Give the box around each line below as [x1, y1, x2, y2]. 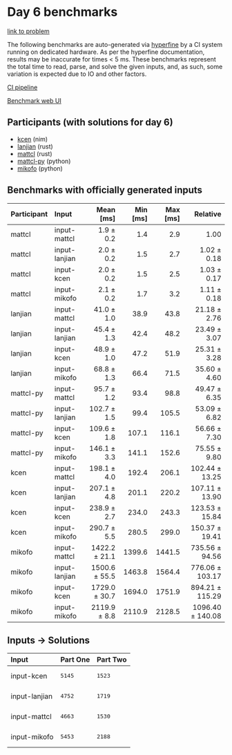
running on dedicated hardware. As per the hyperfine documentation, [7, 48, 205, 56]
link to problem [7, 27, 50, 35]
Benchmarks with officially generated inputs [7, 184, 202, 196]
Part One [60, 655, 90, 665]
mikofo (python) [17, 164, 64, 173]
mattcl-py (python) [17, 157, 71, 165]
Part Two [96, 655, 127, 665]
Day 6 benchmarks [7, 4, 118, 20]
